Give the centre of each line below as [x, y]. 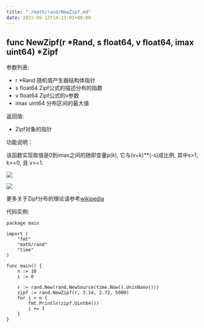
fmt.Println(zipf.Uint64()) [64, 304]
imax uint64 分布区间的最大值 [52, 103]
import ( [17, 234]
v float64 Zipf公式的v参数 [47, 96]
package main [23, 224]
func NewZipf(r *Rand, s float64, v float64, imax [100, 42]
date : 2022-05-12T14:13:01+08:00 [49, 18]
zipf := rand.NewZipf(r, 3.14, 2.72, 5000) [73, 293]
